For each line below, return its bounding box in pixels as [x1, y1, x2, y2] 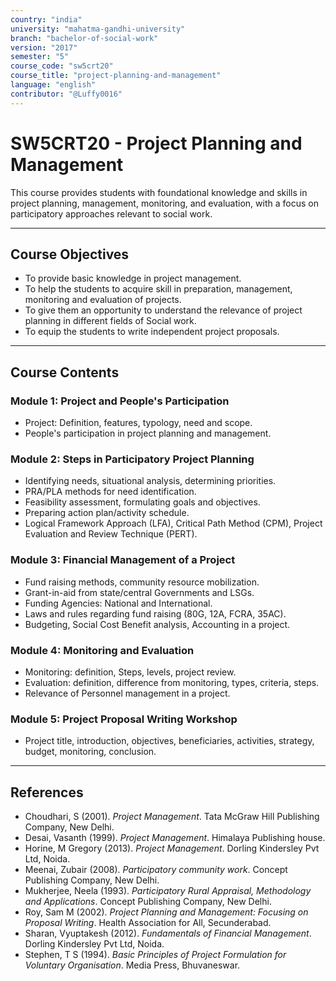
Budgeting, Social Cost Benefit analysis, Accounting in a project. [24, 618, 291, 630]
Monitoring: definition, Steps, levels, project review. [24, 666, 237, 678]
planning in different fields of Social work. [24, 315, 197, 327]
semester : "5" [10, 52, 70, 62]
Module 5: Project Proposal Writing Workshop [10, 712, 238, 726]
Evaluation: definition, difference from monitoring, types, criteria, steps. [24, 676, 320, 688]
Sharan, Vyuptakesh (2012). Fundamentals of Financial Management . [24, 927, 312, 940]
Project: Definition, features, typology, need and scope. [24, 417, 253, 429]
